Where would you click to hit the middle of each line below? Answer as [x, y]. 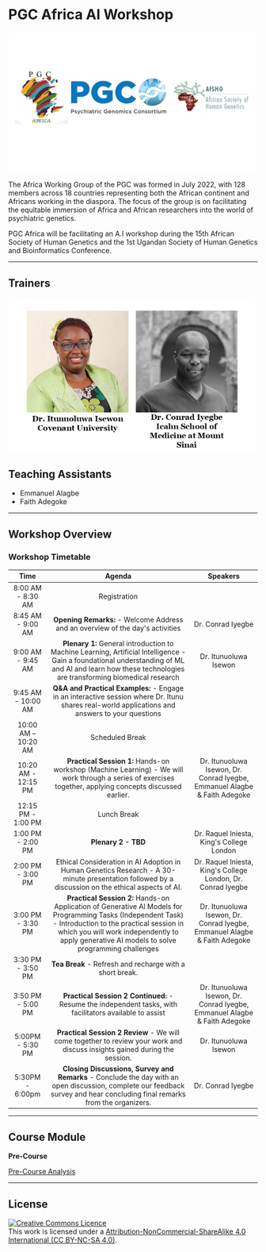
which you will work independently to [119, 931]
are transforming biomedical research [118, 677]
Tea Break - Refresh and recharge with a [118, 964]
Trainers [29, 283]
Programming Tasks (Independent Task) [118, 915]
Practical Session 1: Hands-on [118, 761]
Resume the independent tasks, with [118, 1004]
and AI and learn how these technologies [118, 669]
